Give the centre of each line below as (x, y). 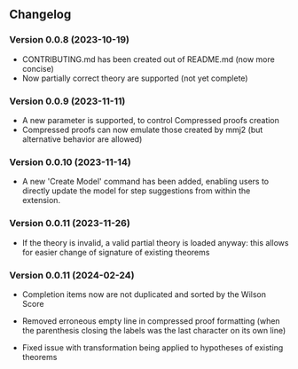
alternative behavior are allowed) (82, 139)
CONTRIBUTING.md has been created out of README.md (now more (148, 59)
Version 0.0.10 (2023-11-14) (70, 161)
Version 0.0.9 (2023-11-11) (67, 101)
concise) (38, 68)
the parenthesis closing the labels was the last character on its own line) (154, 330)
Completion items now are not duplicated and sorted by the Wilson (144, 294)
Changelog (40, 15)
